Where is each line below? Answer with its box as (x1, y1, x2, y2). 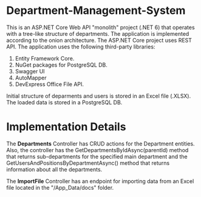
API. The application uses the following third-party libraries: (6, 43, 155, 50)
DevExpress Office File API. (15, 80, 84, 88)
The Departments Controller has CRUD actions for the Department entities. (6, 140, 196, 147)
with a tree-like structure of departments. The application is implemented (6, 30, 189, 37)
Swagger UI (15, 67, 45, 75)
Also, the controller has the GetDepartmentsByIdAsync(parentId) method (6, 146, 189, 153)
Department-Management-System (6, 4, 186, 18)
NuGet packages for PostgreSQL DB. (15, 61, 108, 68)
